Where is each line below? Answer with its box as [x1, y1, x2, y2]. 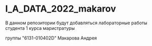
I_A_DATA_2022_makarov [5, 3, 117, 15]
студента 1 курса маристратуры [5, 25, 75, 31]
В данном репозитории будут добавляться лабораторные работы [5, 20, 148, 26]
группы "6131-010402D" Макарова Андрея [5, 35, 97, 41]
